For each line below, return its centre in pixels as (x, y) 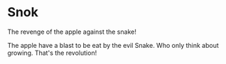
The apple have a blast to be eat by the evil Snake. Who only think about (113, 45)
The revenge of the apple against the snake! (72, 32)
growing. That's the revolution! (52, 53)
